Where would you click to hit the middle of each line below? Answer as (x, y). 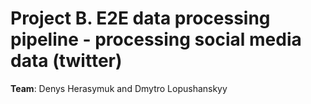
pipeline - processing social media (156, 39)
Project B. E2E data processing (140, 18)
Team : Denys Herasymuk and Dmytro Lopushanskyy (119, 88)
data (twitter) (66, 61)
